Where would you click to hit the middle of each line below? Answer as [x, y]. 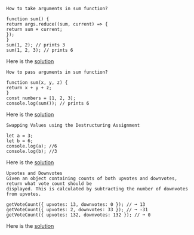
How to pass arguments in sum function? [57, 72]
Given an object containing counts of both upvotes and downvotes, [92, 178]
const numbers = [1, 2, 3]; [41, 98]
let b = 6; [20, 141]
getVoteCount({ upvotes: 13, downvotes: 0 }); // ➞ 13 [76, 205]
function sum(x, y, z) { [37, 83]
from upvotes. [24, 194]
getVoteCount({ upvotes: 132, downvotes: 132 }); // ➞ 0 [78, 215]
